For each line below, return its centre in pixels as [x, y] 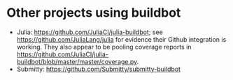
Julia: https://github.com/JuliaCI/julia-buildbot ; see [90, 32]
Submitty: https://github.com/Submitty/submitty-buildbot [99, 69]
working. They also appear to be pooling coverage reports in [104, 47]
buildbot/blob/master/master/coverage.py [77, 61]
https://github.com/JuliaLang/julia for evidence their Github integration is [121, 39]
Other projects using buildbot [94, 13]
